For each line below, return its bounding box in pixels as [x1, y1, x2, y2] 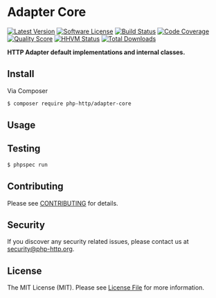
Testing [7, 143, 41, 155]
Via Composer [7, 86, 48, 94]
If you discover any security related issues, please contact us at [7, 238, 189, 246]
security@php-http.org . [7, 245, 75, 254]
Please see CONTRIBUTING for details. [7, 199, 119, 207]
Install [7, 68, 35, 80]
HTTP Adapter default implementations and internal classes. [7, 48, 186, 56]
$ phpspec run [7, 161, 48, 168]
